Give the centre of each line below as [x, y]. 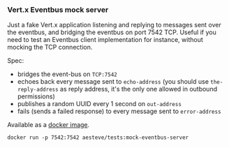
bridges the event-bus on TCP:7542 [67, 74]
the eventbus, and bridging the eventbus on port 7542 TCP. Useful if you [112, 32]
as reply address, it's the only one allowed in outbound [139, 89]
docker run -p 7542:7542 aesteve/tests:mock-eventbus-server [98, 138]
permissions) [36, 96]
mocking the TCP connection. [50, 47]
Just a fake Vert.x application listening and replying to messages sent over [114, 25]
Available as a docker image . [49, 125]
